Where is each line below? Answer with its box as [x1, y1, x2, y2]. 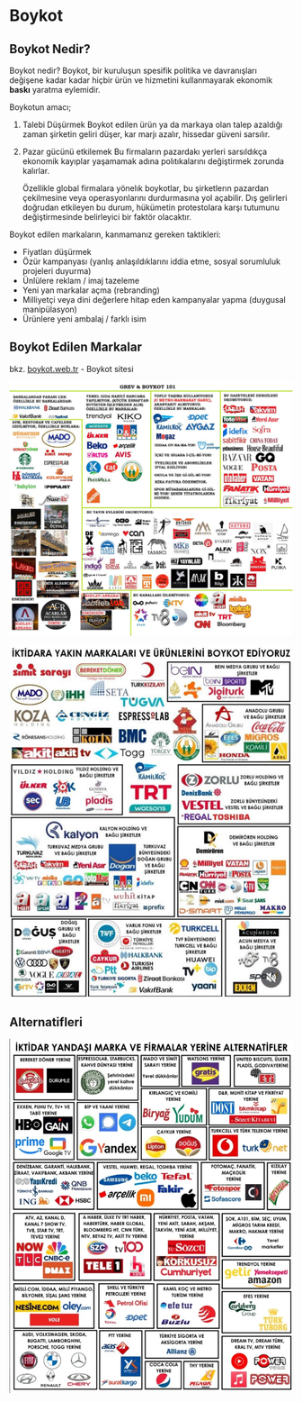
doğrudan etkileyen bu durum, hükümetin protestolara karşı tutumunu [22, 202, 280, 213]
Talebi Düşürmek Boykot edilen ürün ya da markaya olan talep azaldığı [22, 119, 283, 130]
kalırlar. [22, 166, 50, 176]
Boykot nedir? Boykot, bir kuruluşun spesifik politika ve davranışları [9, 65, 258, 76]
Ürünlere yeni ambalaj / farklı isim [22, 314, 147, 324]
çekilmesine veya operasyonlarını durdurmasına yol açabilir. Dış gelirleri [22, 193, 288, 203]
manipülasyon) [22, 304, 78, 314]
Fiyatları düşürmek [22, 247, 92, 257]
